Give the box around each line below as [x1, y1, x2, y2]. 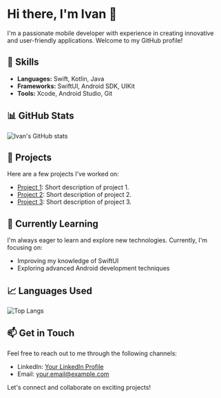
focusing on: [7, 244, 43, 252]
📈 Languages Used [7, 285, 93, 297]
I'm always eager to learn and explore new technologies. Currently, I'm [7, 236, 208, 244]
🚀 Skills [7, 56, 39, 68]
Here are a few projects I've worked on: [7, 170, 119, 178]
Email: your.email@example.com [17, 370, 109, 378]
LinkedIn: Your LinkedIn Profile [17, 362, 104, 370]
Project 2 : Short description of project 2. [17, 191, 132, 199]
